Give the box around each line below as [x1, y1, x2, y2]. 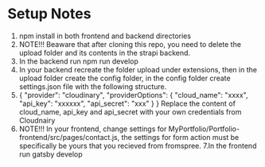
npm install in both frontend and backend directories [18, 31, 192, 41]
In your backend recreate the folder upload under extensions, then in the [18, 64, 258, 74]
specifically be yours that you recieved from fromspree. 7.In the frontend [18, 141, 257, 150]
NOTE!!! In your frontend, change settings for [18, 124, 167, 134]
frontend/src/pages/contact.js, [18, 132, 120, 142]
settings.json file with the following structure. [18, 81, 167, 91]
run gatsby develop [18, 149, 83, 159]
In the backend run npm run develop [18, 56, 138, 66]
